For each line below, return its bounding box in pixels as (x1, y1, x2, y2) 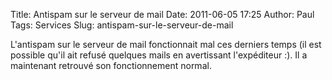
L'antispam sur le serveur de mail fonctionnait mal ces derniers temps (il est (10, 39, 322, 50)
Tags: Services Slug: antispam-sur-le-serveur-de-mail (10, 19, 234, 31)
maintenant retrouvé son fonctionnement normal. (10, 60, 212, 71)
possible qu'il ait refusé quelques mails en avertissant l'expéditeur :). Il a (10, 49, 308, 61)
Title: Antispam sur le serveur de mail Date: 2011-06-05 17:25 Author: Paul (10, 9, 315, 20)
